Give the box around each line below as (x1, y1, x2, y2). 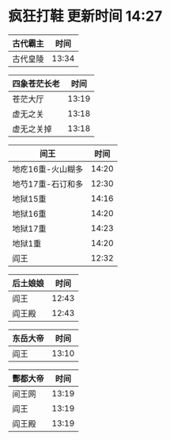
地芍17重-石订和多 (12, 178, 84, 189)
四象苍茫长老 (12, 78, 61, 89)
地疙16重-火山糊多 (12, 164, 84, 175)
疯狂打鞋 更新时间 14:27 (8, 7, 163, 25)
